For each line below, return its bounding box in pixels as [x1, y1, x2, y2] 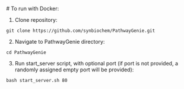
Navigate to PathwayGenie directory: [14, 38, 105, 45]
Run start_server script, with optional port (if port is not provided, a [14, 60, 178, 67]
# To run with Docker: [6, 5, 59, 12]
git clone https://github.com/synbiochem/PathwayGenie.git [6, 28, 156, 34]
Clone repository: [14, 17, 58, 23]
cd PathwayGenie [6, 50, 46, 55]
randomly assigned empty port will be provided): [14, 66, 134, 73]
